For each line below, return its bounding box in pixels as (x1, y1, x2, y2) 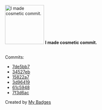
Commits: (5, 54, 24, 60)
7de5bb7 (12, 64, 30, 69)
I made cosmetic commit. (45, 40, 97, 45)
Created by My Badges (5, 99, 51, 105)
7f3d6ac (12, 90, 29, 95)
